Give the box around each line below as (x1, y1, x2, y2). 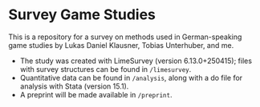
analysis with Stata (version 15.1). (19, 81, 129, 91)
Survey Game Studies (8, 6, 156, 24)
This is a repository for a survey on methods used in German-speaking (8, 32, 242, 42)
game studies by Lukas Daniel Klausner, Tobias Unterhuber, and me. (8, 40, 234, 50)
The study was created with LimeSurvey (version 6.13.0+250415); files (19, 56, 253, 65)
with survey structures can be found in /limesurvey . (19, 64, 192, 73)
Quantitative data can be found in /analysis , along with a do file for (19, 73, 243, 82)
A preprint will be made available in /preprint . (19, 89, 173, 99)
